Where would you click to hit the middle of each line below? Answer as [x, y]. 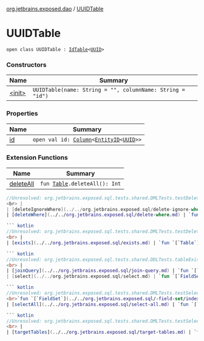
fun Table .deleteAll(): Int [80, 184]
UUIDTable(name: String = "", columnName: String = [109, 90]
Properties [22, 114]
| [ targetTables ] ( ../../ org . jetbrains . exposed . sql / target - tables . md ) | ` [102, 332]
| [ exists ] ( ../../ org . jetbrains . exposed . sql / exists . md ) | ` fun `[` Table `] [103, 243]
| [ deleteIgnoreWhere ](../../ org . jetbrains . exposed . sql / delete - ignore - [99, 209]
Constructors [26, 64]
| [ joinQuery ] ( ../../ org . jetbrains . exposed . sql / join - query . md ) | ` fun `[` [103, 271]
